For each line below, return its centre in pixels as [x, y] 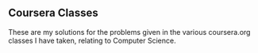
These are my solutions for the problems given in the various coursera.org [129, 32]
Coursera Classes [53, 13]
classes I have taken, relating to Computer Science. [92, 40]
